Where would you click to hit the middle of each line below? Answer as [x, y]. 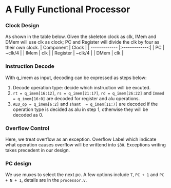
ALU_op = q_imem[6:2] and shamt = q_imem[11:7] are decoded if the [85, 104]
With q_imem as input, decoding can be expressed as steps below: [76, 78]
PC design [18, 164]
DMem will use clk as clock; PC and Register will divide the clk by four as [82, 42]
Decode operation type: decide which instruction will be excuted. [82, 87]
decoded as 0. [28, 115]
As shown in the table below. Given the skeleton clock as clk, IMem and [81, 36]
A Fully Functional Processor [68, 10]
